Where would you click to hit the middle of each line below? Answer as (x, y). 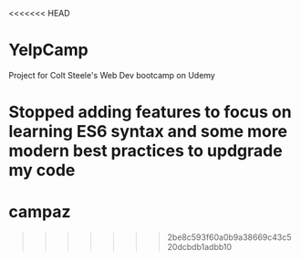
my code (42, 170)
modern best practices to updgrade (146, 151)
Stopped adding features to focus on (150, 112)
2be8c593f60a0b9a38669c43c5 (229, 237)
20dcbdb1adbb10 (200, 247)
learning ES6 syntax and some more (148, 132)
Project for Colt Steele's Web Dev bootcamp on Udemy (112, 75)
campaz (40, 212)
